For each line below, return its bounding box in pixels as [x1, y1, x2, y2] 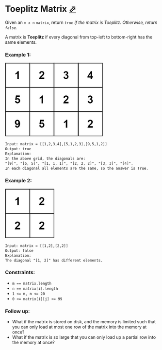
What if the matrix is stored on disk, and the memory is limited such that [12, 319, 156, 325]
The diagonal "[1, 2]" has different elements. [5, 258, 103, 263]
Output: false [5, 248, 34, 253]
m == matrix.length [12, 281, 52, 286]
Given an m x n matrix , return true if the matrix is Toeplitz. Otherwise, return [5, 19, 158, 25]
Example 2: [5, 177, 32, 184]
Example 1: [5, 51, 31, 58]
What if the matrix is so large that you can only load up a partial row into [12, 334, 156, 340]
